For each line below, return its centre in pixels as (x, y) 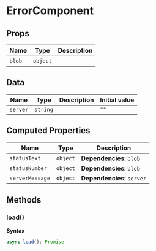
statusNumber (28, 168)
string (44, 109)
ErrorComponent (50, 11)
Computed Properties (48, 130)
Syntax (16, 231)
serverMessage (30, 178)
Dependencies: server (114, 178)
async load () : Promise (35, 242)
